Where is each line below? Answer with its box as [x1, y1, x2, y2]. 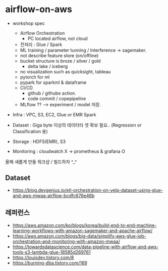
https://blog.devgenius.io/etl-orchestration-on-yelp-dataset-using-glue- [12, 187, 163, 193]
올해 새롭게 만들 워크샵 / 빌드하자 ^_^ [5, 158, 77, 165]
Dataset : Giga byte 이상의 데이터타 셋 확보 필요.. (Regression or [12, 122, 142, 128]
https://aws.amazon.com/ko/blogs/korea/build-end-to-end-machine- [12, 222, 157, 228]
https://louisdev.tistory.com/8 [12, 254, 74, 260]
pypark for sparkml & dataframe [20, 79, 87, 85]
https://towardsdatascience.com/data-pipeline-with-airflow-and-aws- [12, 244, 159, 250]
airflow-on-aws [5, 4, 72, 15]
